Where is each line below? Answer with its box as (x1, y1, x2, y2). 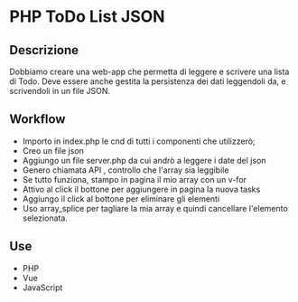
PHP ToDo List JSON (9, 6, 165, 27)
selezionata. (22, 212, 68, 223)
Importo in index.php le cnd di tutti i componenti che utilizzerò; (22, 136, 256, 146)
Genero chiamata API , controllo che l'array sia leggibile (22, 165, 229, 175)
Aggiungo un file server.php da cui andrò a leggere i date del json (22, 155, 266, 165)
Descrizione (9, 42, 79, 58)
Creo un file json (22, 145, 84, 156)
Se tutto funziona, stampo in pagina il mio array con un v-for (22, 174, 247, 184)
